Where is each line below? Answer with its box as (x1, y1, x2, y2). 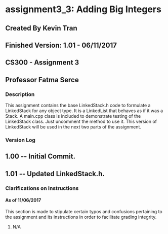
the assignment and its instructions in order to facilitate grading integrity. (5, 214, 157, 220)
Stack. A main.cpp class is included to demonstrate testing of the (5, 113, 141, 119)
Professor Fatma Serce (5, 75, 79, 84)
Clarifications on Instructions (5, 184, 79, 191)
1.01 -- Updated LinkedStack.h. (5, 169, 105, 178)
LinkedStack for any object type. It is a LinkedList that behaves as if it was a (5, 108, 163, 114)
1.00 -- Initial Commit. (5, 152, 76, 161)
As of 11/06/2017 (5, 197, 41, 204)
